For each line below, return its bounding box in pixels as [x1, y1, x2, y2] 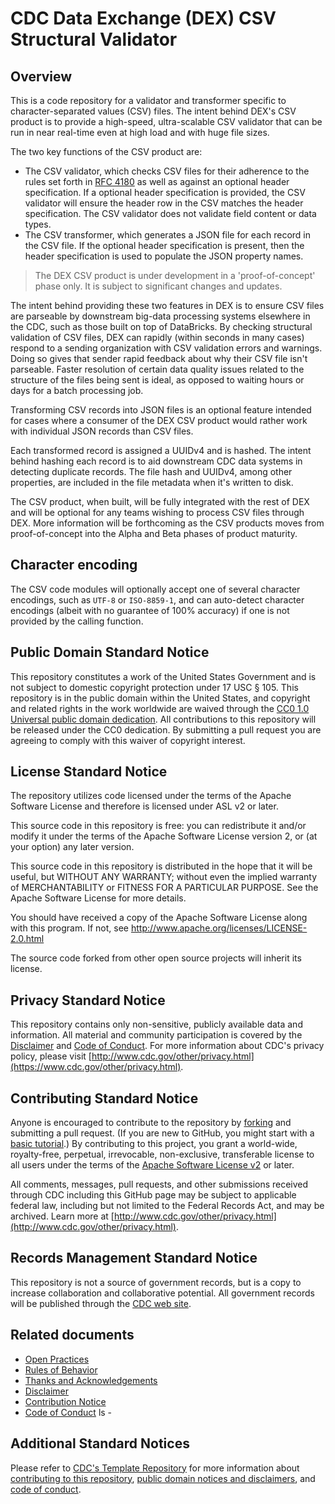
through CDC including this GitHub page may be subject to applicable [10, 1189, 297, 1201]
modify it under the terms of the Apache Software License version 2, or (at [10, 830, 318, 842]
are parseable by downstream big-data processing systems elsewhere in [10, 310, 311, 322]
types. [24, 218, 52, 230]
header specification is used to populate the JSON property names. [24, 250, 304, 262]
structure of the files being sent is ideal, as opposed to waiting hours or [10, 374, 305, 386]
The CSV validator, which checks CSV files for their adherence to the [24, 165, 310, 177]
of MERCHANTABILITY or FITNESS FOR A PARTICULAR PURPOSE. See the [10, 882, 319, 894]
